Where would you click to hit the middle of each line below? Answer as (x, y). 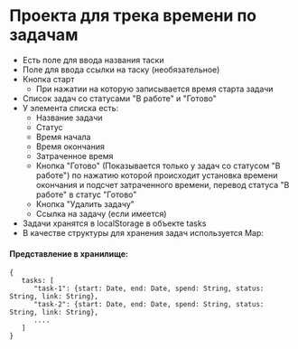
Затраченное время (74, 156)
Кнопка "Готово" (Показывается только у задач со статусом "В (158, 165)
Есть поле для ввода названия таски (93, 60)
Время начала (63, 137)
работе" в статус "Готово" (86, 194)
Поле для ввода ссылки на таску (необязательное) (121, 70)
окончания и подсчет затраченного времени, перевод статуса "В (163, 184)
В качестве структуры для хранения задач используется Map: (143, 232)
